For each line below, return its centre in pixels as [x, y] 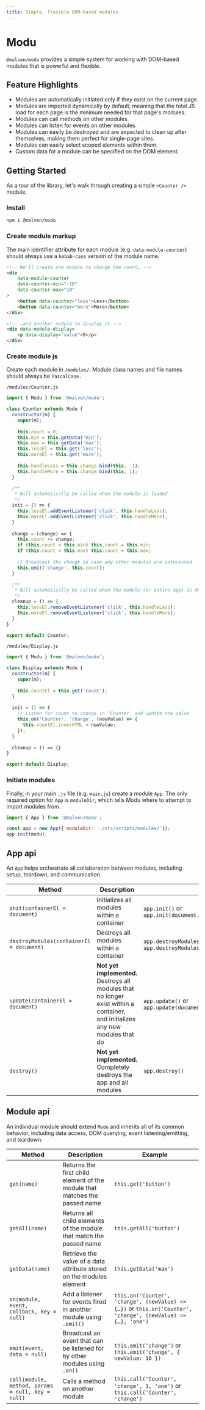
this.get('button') [142, 1184]
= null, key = [30, 1392]
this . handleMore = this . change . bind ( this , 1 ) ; [77, 471]
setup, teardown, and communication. [54, 874]
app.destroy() [164, 1071]
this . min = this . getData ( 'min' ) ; [60, 438]
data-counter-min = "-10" [48, 284]
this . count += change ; [46, 539]
